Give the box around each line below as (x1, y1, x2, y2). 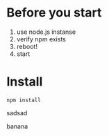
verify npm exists (16, 35, 67, 43)
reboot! (16, 42, 37, 50)
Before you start (6, 5, 102, 21)
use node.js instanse (16, 28, 76, 36)
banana (6, 122, 28, 130)
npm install (6, 97, 41, 104)
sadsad (6, 108, 28, 117)
